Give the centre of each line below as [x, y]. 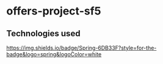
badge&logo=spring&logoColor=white [54, 54]
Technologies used [43, 34]
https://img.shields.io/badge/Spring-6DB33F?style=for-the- [81, 48]
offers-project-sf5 [54, 11]
